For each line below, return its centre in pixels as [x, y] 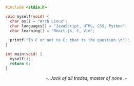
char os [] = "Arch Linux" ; [39, 21]
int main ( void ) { [24, 54]
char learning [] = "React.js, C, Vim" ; [53, 31]
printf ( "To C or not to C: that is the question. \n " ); [70, 40]
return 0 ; [20, 64]
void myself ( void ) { [27, 16]
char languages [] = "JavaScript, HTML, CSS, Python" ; [69, 26]
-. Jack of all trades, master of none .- [86, 78]
